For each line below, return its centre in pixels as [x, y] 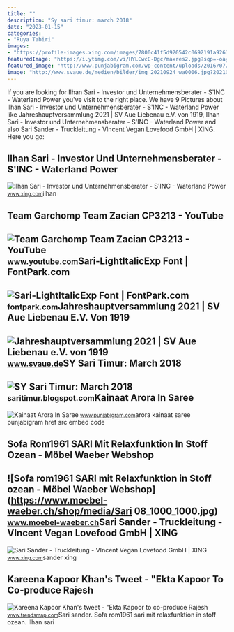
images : [18, 46]
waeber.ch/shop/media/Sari [70, 512]
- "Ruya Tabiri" [31, 40]
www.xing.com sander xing [42, 557]
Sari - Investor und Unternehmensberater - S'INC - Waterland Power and [112, 122]
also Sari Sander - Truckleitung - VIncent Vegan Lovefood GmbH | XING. [111, 129]
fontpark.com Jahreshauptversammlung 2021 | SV [114, 307]
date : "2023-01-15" [36, 27]
